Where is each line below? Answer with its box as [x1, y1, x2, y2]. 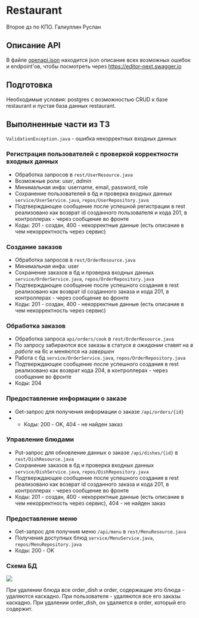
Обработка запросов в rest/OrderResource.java [14, 256, 136, 263]
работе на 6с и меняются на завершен [14, 348, 114, 355]
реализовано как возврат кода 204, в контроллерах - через [14, 367, 168, 374]
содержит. [6, 605, 33, 613]
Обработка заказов [6, 322, 66, 330]
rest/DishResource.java [14, 456, 74, 462]
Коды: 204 [14, 379, 42, 387]
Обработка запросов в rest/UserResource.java [14, 171, 133, 178]
